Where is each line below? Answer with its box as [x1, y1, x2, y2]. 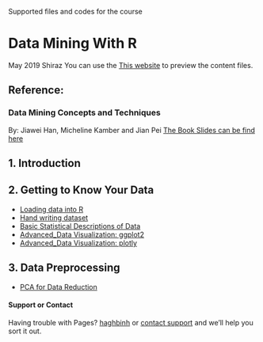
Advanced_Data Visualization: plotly [19, 237, 137, 248]
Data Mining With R [8, 35, 137, 52]
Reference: [8, 83, 64, 97]
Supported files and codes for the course [8, 7, 143, 16]
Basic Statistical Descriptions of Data [19, 221, 141, 230]
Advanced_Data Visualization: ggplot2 [19, 230, 145, 239]
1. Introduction [8, 157, 81, 170]
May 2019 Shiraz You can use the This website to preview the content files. [8, 60, 253, 70]
